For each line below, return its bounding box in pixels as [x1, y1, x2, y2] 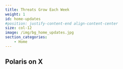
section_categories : [5, 35, 48, 40]
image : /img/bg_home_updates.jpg [5, 30, 74, 35]
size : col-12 [5, 26, 32, 31]
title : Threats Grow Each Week [5, 7, 70, 12]
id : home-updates [5, 16, 41, 21]
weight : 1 [5, 12, 26, 17]
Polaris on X [5, 58, 43, 66]
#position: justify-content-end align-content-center [5, 21, 119, 26]
